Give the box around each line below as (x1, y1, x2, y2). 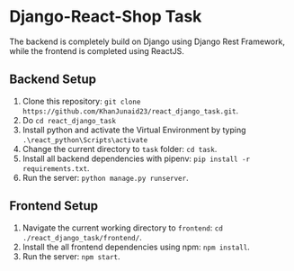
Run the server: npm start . (22, 250, 120, 262)
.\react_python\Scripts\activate (22, 135, 148, 145)
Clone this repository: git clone (22, 95, 141, 106)
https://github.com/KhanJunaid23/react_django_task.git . (22, 105, 239, 116)
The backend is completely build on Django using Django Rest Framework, (9, 36, 286, 47)
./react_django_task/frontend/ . (22, 231, 142, 242)
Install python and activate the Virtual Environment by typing (22, 124, 246, 135)
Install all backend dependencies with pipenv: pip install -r (22, 153, 251, 164)
